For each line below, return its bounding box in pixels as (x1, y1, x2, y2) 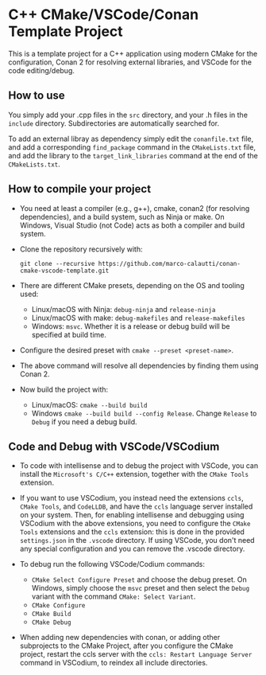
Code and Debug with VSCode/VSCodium (8, 439, 220, 453)
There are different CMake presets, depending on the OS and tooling (19, 280, 245, 290)
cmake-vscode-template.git (19, 267, 110, 275)
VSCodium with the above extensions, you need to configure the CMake (19, 519, 251, 529)
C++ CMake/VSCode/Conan (8, 6, 199, 24)
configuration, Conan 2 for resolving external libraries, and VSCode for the (8, 57, 253, 67)
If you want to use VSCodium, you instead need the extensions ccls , (19, 494, 244, 503)
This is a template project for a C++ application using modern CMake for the (8, 49, 258, 58)
